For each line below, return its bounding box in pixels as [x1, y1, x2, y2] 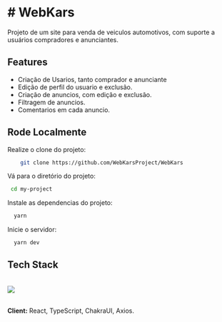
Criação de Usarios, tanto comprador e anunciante [17, 75, 167, 84]
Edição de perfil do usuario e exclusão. [17, 83, 133, 91]
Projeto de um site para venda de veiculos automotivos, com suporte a [7, 28, 216, 36]
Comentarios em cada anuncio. [17, 105, 111, 114]
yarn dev [14, 239, 40, 246]
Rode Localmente [7, 126, 87, 139]
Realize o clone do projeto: [7, 145, 86, 154]
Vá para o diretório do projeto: [7, 172, 96, 181]
